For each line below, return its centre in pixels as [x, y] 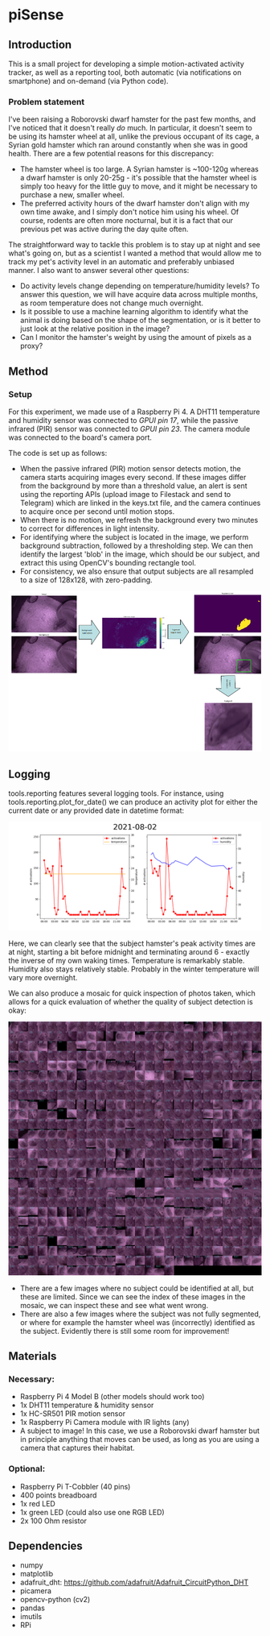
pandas [33, 1608]
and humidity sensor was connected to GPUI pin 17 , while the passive [123, 420]
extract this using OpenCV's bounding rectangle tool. [108, 562]
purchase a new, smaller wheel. [72, 195]
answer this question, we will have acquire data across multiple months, [139, 295]
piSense [36, 15]
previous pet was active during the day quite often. [104, 229]
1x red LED [38, 1503]
